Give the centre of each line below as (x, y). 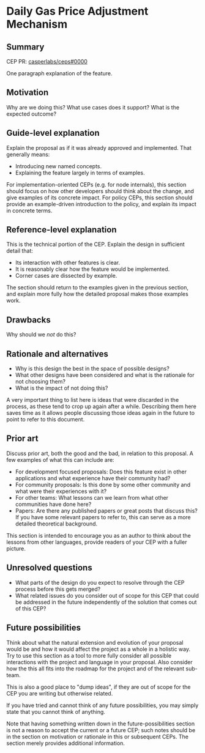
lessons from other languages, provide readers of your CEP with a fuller (97, 542)
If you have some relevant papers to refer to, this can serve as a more (103, 517)
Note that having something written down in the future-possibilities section (101, 724)
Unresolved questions (50, 568)
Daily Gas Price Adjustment (77, 11)
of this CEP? (31, 608)
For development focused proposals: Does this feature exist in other (101, 472)
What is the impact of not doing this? (61, 388)
